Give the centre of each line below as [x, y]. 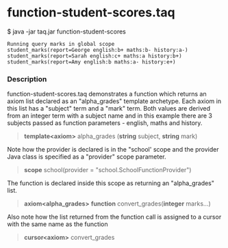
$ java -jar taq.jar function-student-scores [67, 31]
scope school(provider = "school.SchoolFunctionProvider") [107, 170]
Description [27, 79]
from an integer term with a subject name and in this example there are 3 [110, 116]
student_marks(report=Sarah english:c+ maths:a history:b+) [95, 56]
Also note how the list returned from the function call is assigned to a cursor [114, 217]
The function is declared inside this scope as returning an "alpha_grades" [111, 183]
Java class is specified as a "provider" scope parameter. [87, 157]
